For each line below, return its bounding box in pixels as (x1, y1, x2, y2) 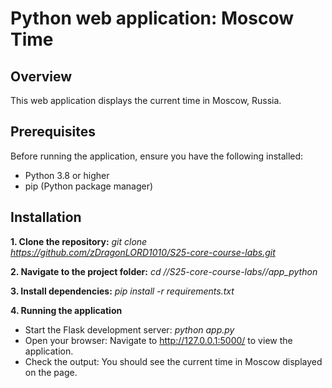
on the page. (24, 366, 78, 378)
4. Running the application (10, 304, 123, 316)
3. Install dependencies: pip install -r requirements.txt (10, 285, 235, 297)
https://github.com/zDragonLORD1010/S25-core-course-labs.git (10, 246, 276, 258)
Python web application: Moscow (10, 7, 295, 30)
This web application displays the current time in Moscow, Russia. (10, 95, 282, 106)
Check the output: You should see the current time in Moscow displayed (24, 355, 323, 367)
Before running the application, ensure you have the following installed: (10, 150, 304, 162)
